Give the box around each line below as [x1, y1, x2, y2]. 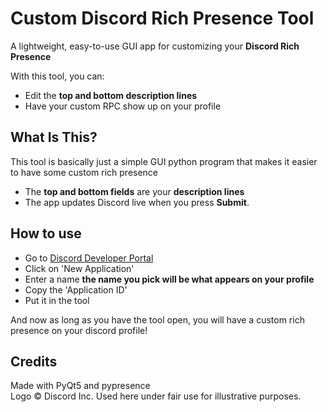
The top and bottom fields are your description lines [24, 185, 245, 197]
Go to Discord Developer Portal [24, 252, 154, 264]
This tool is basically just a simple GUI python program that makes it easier [10, 155, 318, 167]
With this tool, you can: [10, 70, 105, 82]
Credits [10, 353, 58, 370]
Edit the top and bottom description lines [24, 89, 198, 101]
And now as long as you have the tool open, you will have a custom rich [10, 313, 305, 326]
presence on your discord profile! [10, 324, 148, 336]
